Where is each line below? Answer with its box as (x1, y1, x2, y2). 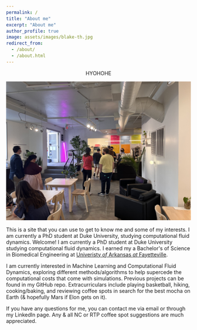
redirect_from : (6, 41, 43, 46)
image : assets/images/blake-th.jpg (6, 34, 93, 41)
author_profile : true (6, 28, 59, 34)
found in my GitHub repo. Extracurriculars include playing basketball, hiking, (6, 281, 190, 288)
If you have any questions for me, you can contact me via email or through (6, 305, 186, 312)
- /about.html (11, 53, 46, 59)
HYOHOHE (85, 69, 112, 76)
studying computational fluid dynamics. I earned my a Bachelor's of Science (6, 244, 191, 252)
